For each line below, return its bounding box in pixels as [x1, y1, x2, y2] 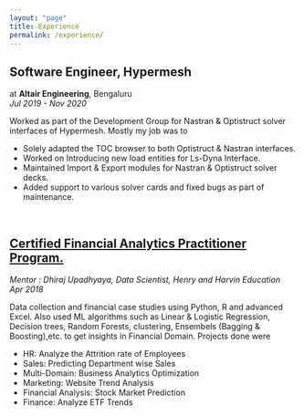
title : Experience [9, 22, 79, 31]
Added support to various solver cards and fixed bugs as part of [22, 182, 265, 193]
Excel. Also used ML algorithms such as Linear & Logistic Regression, [9, 311, 271, 322]
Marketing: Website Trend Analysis [22, 378, 154, 388]
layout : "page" [9, 13, 68, 23]
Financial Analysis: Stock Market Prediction [22, 387, 185, 398]
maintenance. [22, 192, 75, 203]
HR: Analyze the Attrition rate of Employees [22, 349, 186, 359]
